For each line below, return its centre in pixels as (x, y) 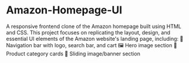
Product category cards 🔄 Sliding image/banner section (73, 54)
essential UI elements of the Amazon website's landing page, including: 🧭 (95, 38)
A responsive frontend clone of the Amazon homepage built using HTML (94, 26)
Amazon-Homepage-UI (64, 10)
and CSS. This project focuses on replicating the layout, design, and (88, 32)
